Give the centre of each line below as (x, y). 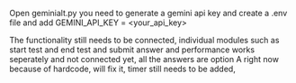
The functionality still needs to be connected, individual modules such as (144, 40)
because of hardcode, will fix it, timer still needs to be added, (122, 69)
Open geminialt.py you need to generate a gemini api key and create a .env (148, 13)
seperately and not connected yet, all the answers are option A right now (144, 59)
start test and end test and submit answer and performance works (132, 50)
